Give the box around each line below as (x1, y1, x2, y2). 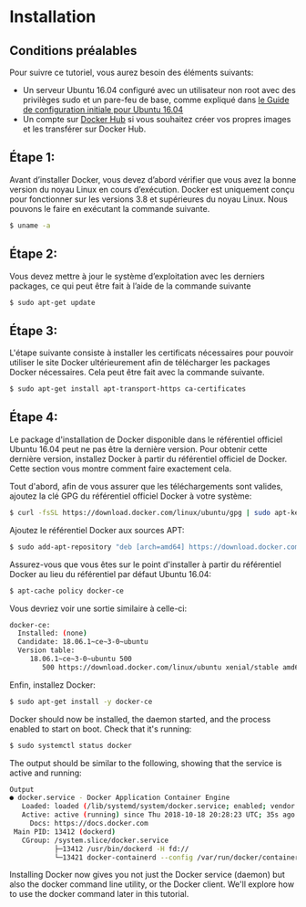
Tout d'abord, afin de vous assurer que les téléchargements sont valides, (9, 480, 284, 491)
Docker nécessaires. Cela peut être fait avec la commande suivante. (9, 367, 266, 378)
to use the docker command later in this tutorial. (9, 889, 189, 900)
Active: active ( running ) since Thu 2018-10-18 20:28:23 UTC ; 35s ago (21, 810, 296, 819)
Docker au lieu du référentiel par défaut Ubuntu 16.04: (9, 568, 212, 579)
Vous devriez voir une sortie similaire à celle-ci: (9, 603, 188, 614)
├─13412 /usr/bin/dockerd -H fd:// (54, 844, 189, 853)
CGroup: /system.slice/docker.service (21, 836, 169, 845)
